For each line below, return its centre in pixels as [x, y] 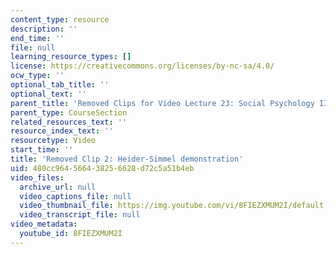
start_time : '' [42, 150]
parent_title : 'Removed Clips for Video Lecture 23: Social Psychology [162, 103]
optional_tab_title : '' [60, 85]
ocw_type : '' [37, 76]
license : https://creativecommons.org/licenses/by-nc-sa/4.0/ [142, 66]
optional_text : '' [48, 94]
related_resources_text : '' [69, 122]
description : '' [44, 29]
